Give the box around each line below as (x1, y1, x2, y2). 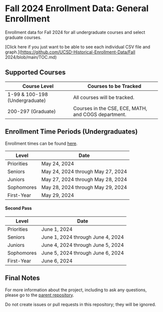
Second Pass (5, 205, 32, 211)
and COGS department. (73, 111, 127, 118)
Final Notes (5, 274, 40, 282)
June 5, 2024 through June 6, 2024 (41, 249, 124, 256)
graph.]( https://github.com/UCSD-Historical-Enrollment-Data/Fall (5, 49, 136, 55)
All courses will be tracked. (73, 94, 135, 101)
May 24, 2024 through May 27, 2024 (41, 168, 127, 175)
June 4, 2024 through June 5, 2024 (41, 242, 124, 248)
